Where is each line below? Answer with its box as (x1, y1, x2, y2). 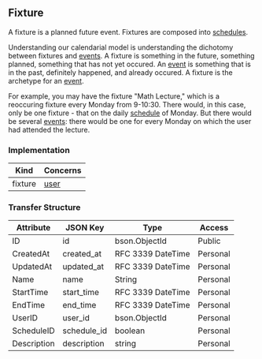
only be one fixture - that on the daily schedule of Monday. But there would (8, 108, 252, 118)
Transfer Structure (8, 202, 81, 213)
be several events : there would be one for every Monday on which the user (8, 116, 252, 125)
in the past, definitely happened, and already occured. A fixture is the (8, 67, 234, 77)
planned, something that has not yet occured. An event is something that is (8, 59, 252, 69)
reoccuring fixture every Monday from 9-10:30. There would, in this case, (8, 99, 246, 109)
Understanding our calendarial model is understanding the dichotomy (8, 43, 234, 52)
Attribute (16, 223, 51, 234)
